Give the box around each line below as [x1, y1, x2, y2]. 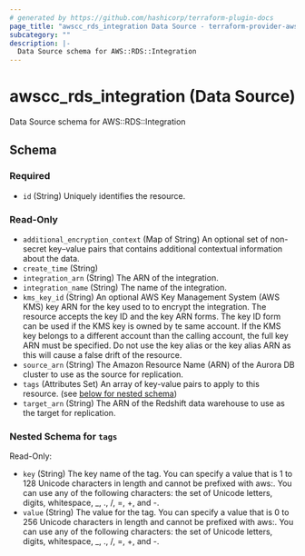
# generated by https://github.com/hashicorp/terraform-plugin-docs [9, 13, 274, 23]
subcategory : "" [9, 30, 71, 39]
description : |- [9, 38, 71, 48]
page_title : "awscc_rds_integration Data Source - [9, 22, 205, 31]
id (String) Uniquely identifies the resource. [22, 190, 186, 201]
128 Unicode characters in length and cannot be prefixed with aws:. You [22, 478, 292, 489]
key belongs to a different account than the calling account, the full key [22, 331, 289, 342]
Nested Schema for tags [9, 430, 118, 442]
